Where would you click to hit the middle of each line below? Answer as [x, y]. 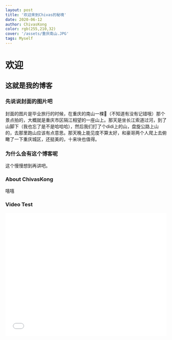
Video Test [19, 205]
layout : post [19, 10]
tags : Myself [19, 39]
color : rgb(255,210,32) [31, 29]
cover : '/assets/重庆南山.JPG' [37, 34]
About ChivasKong [29, 179]
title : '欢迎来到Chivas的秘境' [36, 15]
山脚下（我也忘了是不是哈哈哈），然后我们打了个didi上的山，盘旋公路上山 [82, 126]
